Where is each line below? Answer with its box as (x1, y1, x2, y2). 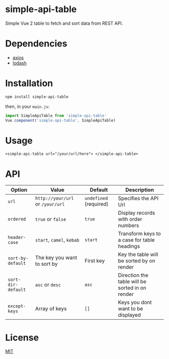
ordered (8, 216, 26, 222)
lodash (12, 59, 27, 66)
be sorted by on (118, 257, 155, 264)
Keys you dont (118, 299, 152, 306)
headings (118, 243, 140, 250)
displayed (118, 312, 141, 319)
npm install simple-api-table (5, 94, 69, 99)
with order (118, 216, 142, 223)
